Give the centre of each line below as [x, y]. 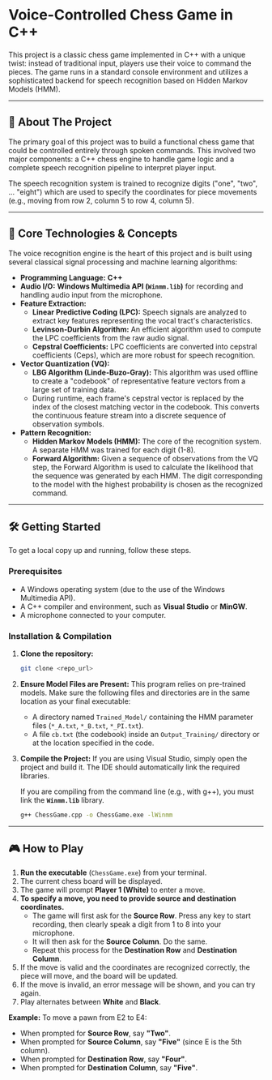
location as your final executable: [75, 701]
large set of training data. [74, 389]
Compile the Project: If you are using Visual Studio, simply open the [134, 758]
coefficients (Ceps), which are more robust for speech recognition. [144, 355]
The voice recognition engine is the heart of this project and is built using [130, 253]
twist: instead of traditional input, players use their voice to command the [130, 63]
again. [30, 993]
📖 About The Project [60, 122]
